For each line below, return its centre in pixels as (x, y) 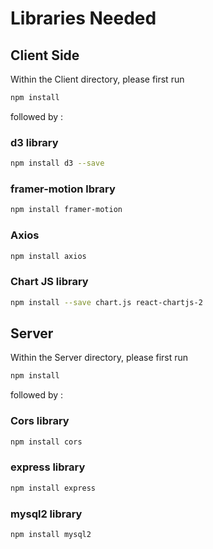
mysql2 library (46, 514)
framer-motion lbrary (63, 189)
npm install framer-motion (66, 210)
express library (48, 467)
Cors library (40, 421)
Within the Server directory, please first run (99, 358)
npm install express (53, 488)
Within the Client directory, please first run (97, 79)
